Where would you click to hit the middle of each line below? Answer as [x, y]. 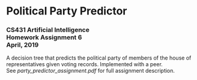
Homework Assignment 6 [44, 37]
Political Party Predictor [67, 11]
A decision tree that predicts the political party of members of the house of [99, 58]
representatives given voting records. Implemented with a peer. [85, 64]
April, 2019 [23, 45]
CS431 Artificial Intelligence [48, 30]
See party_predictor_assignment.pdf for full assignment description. [91, 71]
